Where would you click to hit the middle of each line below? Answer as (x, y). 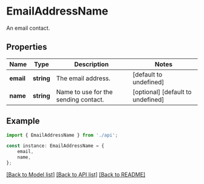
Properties (27, 47)
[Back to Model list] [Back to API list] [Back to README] (76, 174)
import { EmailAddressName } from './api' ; (62, 135)
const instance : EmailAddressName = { (55, 146)
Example (23, 121)
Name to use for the (85, 92)
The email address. (83, 78)
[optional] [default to (162, 92)
